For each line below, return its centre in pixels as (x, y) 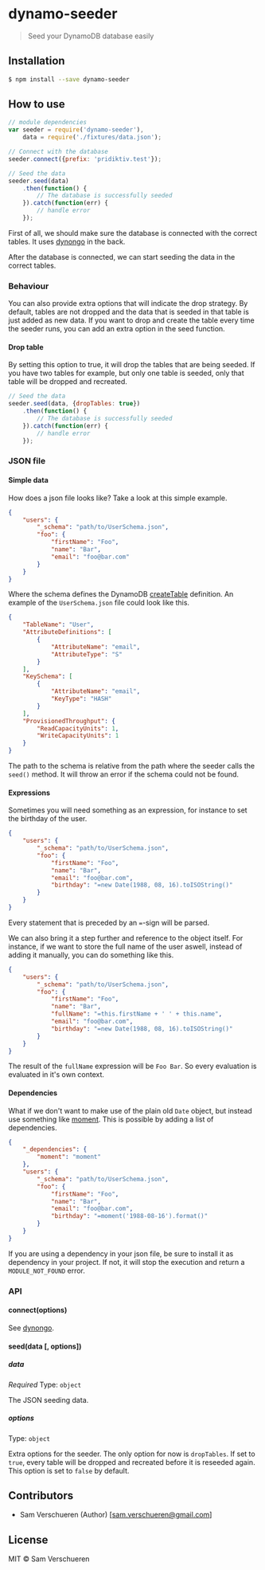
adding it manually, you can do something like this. (91, 955)
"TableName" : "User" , (58, 625)
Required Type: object (45, 1384)
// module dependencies (48, 123)
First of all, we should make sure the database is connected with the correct (133, 233)
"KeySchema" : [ (48, 677)
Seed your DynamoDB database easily (91, 36)
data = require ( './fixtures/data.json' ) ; (92, 137)
